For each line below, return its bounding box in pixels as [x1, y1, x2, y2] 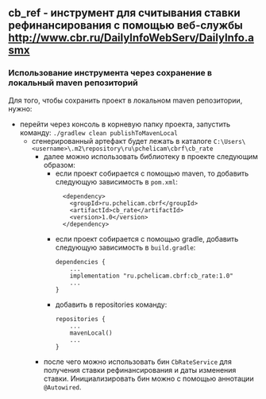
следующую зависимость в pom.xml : [55, 176, 179, 186]
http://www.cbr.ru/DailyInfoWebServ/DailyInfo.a [8, 31, 254, 45]
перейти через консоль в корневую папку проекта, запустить [19, 119, 231, 129]
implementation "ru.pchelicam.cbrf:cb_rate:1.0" [69, 272, 234, 280]
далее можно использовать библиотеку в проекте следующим [43, 151, 258, 161]
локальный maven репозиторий [8, 77, 138, 88]
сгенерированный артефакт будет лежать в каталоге [31, 136, 212, 145]
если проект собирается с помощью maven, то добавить [55, 169, 249, 178]
